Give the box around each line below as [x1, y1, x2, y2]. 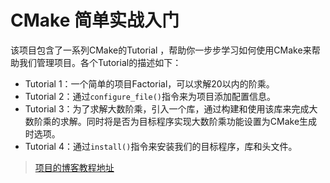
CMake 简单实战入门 [10, 9, 180, 32]
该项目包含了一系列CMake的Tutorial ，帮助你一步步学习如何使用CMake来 [10, 44, 312, 56]
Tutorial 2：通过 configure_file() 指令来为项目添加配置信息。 [24, 90, 276, 102]
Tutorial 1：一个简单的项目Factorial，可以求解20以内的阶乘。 [24, 77, 275, 90]
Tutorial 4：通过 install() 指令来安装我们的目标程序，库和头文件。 [24, 140, 298, 152]
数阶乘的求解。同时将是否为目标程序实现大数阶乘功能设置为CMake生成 [24, 115, 318, 127]
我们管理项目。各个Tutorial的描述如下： [18, 56, 182, 68]
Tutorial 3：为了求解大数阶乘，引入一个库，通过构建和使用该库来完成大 [24, 102, 318, 115]
